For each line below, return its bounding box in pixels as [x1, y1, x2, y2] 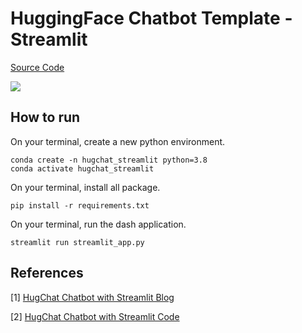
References [10, 265, 84, 282]
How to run [10, 109, 81, 126]
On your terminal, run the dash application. [10, 218, 187, 230]
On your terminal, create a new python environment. [10, 135, 226, 147]
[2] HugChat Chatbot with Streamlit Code [10, 310, 180, 322]
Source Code [10, 61, 65, 73]
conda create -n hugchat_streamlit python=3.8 [10, 155, 208, 165]
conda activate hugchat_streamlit [10, 163, 155, 174]
